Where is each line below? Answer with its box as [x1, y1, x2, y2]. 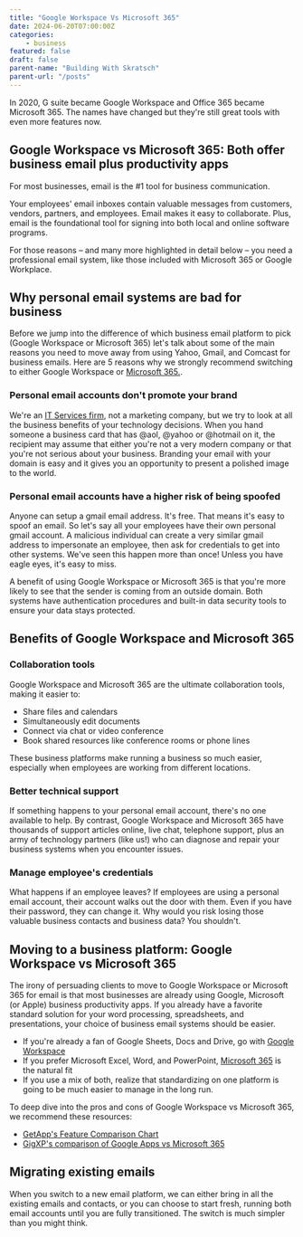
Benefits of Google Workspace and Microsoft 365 [9, 631, 295, 647]
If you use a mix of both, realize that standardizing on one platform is [22, 1074, 279, 1086]
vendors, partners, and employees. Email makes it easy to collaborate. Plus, [9, 207, 291, 218]
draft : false [9, 55, 59, 64]
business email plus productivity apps [9, 157, 229, 172]
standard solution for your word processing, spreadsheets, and [9, 1009, 244, 1020]
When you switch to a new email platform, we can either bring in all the [9, 1188, 274, 1199]
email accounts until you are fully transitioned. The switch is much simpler [9, 1207, 286, 1218]
